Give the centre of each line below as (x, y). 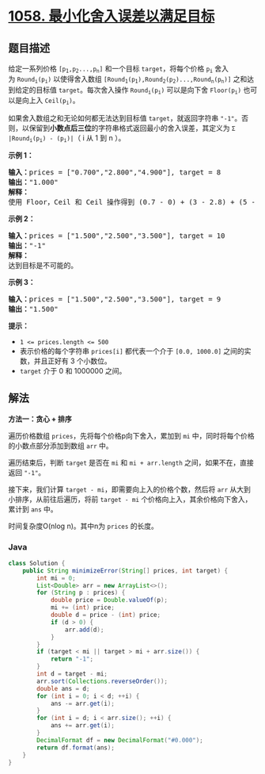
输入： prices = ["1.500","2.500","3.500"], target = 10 (117, 236)
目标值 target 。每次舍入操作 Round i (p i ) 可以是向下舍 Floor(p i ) (138, 90)
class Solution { (37, 563)
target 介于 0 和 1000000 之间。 (73, 370)
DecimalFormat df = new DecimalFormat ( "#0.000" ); (120, 740)
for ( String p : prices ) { (81, 593)
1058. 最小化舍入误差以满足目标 (112, 16)
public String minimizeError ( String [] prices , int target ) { (125, 571)
